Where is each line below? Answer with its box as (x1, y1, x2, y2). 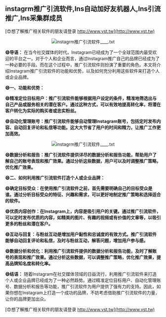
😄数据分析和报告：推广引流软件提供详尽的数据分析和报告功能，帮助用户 (5, 152, 153, 158)
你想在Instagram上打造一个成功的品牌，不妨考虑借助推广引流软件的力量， (9, 290, 160, 296)
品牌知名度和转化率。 (9, 260, 53, 266)
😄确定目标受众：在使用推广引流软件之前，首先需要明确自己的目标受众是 (5, 185, 153, 191)
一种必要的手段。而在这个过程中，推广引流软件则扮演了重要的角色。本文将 (5, 62, 157, 68)
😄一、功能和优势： (5, 84, 44, 90)
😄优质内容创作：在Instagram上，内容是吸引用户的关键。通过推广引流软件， (5, 208, 161, 214)
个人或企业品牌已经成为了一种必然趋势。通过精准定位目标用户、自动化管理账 (5, 277, 161, 283)
